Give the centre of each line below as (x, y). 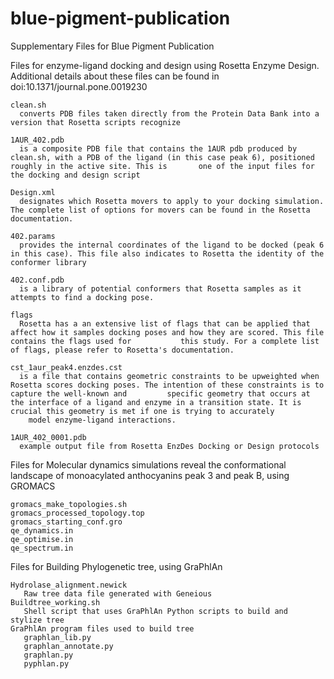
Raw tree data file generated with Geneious (118, 593)
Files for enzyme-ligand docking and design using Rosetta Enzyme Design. (165, 65)
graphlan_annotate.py (68, 646)
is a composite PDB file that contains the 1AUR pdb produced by (158, 148)
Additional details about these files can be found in (115, 76)
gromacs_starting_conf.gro (66, 522)
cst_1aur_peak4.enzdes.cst (66, 367)
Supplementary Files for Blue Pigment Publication (112, 46)
